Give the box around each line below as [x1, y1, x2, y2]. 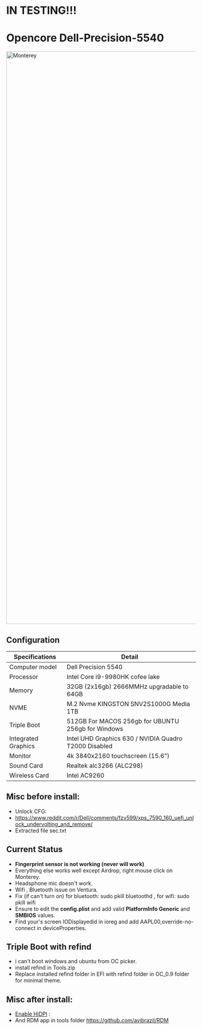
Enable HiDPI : [14, 1010, 50, 1018]
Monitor [9, 751, 32, 760]
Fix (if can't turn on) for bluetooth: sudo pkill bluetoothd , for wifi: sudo [14, 892, 190, 899]
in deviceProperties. [37, 924, 87, 931]
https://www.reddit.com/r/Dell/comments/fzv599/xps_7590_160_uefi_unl [14, 814, 194, 821]
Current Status [6, 844, 63, 855]
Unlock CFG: [14, 808, 47, 815]
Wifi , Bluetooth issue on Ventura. [14, 886, 98, 893]
